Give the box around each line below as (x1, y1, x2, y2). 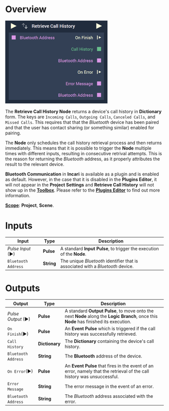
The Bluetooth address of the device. (64, 353, 142, 359)
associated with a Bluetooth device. (60, 263, 134, 269)
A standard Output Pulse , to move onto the (64, 308, 154, 314)
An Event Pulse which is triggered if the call (64, 326, 156, 332)
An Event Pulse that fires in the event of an (64, 363, 154, 369)
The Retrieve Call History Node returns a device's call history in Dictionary (5, 108, 162, 114)
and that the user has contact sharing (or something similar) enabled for (5, 124, 154, 130)
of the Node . (60, 251, 87, 257)
